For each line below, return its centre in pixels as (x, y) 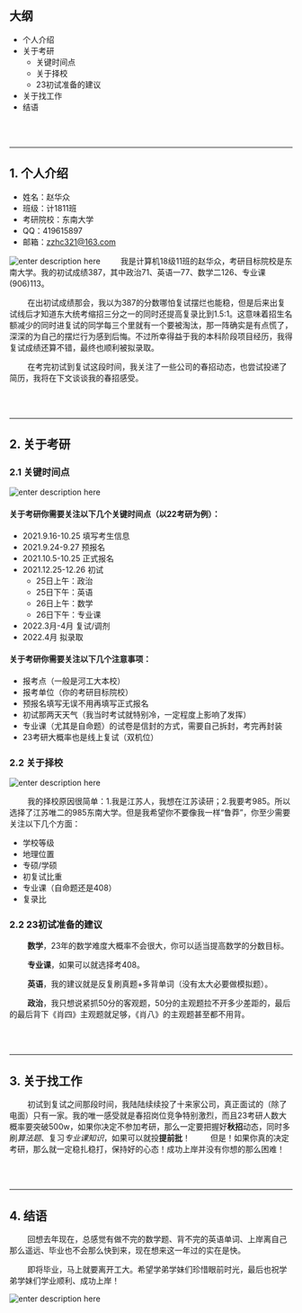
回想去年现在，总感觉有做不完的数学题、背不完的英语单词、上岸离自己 (157, 1238)
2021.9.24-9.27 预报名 (64, 547)
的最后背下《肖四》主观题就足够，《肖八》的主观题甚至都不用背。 (129, 1014)
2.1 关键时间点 (40, 472)
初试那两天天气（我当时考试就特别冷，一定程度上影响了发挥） (137, 714)
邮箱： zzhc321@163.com (69, 242)
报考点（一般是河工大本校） (74, 681)
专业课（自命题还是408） (69, 888)
